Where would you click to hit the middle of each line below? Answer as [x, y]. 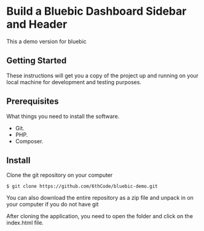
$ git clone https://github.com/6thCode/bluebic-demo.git [82, 186]
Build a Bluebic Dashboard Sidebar [96, 11]
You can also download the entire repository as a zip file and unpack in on [100, 198]
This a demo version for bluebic [47, 41]
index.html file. [25, 223]
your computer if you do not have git [53, 205]
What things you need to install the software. [63, 116]
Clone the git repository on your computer [60, 175]
